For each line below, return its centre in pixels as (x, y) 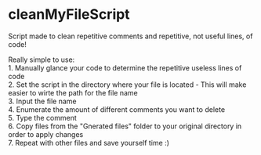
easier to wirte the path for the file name (73, 92)
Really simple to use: (42, 59)
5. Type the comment (42, 117)
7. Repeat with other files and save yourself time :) (89, 142)
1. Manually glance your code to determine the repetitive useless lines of (125, 67)
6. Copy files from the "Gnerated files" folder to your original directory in (125, 126)
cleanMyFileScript (69, 14)
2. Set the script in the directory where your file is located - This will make (127, 85)
